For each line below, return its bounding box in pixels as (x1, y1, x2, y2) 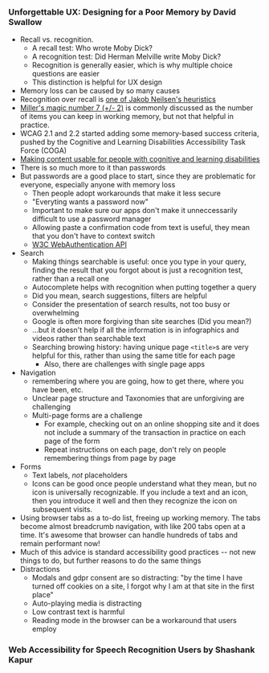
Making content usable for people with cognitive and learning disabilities (19, 154, 260, 164)
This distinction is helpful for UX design (31, 77, 163, 87)
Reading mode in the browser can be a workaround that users (31, 616, 237, 626)
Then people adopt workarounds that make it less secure (31, 188, 221, 199)
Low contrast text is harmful (31, 607, 125, 617)
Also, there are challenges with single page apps (43, 359, 206, 369)
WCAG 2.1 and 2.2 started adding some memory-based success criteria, (19, 129, 259, 138)
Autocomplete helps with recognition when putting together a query (31, 282, 257, 292)
